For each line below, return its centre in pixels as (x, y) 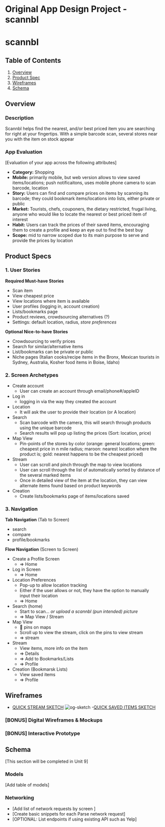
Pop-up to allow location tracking (53, 585)
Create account (28, 386)
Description (19, 118)
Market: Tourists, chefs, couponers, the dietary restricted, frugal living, (84, 209)
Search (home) (27, 606)
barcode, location (30, 188)
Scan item (22, 290)
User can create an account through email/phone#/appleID (79, 391)
